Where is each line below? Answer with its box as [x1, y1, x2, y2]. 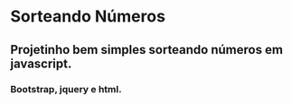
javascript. [10, 56, 72, 71]
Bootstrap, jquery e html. [10, 82, 122, 95]
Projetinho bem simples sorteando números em [10, 42, 284, 57]
